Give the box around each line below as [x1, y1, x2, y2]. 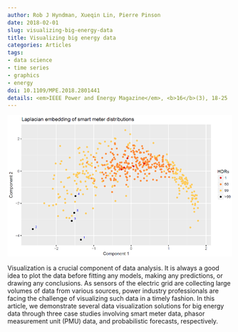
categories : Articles [7, 41, 72, 49]
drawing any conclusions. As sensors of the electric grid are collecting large [7, 278, 231, 287]
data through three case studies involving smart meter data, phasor [7, 309, 205, 318]
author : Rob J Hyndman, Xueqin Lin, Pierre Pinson [7, 11, 161, 19]
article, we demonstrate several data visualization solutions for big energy [7, 301, 224, 310]
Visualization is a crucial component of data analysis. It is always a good [7, 263, 219, 272]
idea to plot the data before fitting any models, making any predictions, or [7, 271, 223, 280]
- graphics [7, 71, 40, 79]
